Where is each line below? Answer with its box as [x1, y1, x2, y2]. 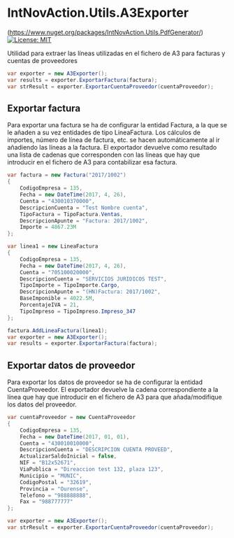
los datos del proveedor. [7, 400, 77, 409]
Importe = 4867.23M [20, 224, 77, 231]
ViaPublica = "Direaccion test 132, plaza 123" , [20, 466, 164, 473]
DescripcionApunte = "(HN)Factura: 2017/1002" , [20, 288, 161, 295]
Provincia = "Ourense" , [20, 485, 89, 493]
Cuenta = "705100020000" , [20, 269, 96, 276]
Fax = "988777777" [20, 498, 73, 505]
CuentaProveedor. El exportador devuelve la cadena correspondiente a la [7, 385, 219, 394]
